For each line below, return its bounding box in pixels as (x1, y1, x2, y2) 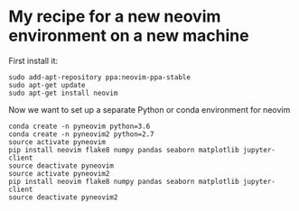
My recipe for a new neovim (8, 6, 221, 27)
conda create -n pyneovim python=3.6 (8, 122, 151, 131)
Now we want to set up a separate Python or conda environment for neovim (8, 104, 291, 115)
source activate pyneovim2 (8, 169, 110, 178)
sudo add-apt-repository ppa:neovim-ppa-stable (8, 72, 192, 82)
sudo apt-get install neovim (8, 88, 118, 97)
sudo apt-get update (8, 80, 87, 89)
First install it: (8, 55, 59, 66)
